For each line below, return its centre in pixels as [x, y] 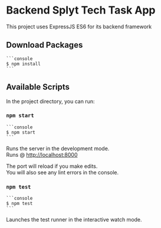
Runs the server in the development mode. [58, 148]
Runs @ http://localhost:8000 [42, 154]
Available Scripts [38, 87]
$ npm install [24, 64]
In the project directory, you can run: [50, 101]
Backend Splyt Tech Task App [81, 10]
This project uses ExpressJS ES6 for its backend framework [79, 27]
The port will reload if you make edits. [52, 166]
